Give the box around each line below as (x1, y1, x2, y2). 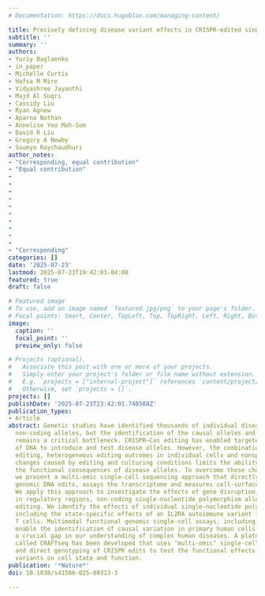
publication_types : (8, 407, 73, 415)
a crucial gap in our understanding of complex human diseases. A (15, 532, 238, 540)
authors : (8, 48, 37, 56)
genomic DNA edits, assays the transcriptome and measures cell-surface (15, 481, 259, 488)
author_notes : (8, 151, 55, 159)
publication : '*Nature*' (8, 561, 90, 569)
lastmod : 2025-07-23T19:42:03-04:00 (8, 268, 129, 277)
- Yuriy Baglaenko (8, 55, 69, 63)
